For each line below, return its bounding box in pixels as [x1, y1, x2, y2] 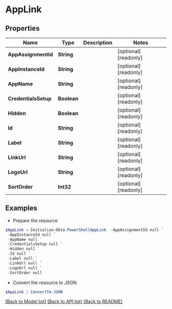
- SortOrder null [7, 270, 42, 275]
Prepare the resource [12, 217, 58, 224]
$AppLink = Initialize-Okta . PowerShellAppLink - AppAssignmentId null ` [5, 227, 164, 232]
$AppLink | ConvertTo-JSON [5, 289, 63, 295]
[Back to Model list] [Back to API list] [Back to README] [5, 298, 123, 305]
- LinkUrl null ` [7, 260, 42, 266]
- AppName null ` [7, 237, 42, 242]
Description [83, 39, 113, 46]
